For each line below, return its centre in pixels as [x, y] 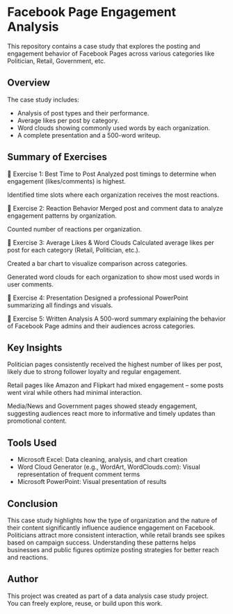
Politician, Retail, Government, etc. [56, 60]
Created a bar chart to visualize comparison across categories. [97, 263]
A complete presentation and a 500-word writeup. [89, 135]
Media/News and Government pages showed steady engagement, [102, 406]
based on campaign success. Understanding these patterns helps [102, 542]
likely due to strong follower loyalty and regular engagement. [94, 372]
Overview [29, 83]
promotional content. [37, 421]
